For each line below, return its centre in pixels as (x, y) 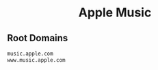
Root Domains (38, 38)
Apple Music (115, 13)
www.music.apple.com (37, 60)
